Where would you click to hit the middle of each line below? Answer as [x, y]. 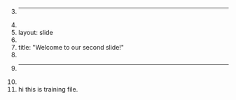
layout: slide [35, 33]
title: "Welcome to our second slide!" [71, 47]
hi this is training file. [48, 89]
